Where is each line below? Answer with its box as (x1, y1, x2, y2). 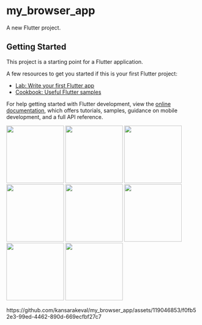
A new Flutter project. (6, 24, 61, 31)
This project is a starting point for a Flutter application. (6, 58, 143, 65)
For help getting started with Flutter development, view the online (6, 100, 171, 107)
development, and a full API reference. (6, 113, 103, 120)
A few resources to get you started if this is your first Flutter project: (6, 70, 178, 77)
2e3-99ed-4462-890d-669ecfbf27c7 (6, 313, 102, 320)
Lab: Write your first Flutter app (15, 82, 95, 89)
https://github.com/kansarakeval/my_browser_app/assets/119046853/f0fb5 (6, 306, 196, 313)
